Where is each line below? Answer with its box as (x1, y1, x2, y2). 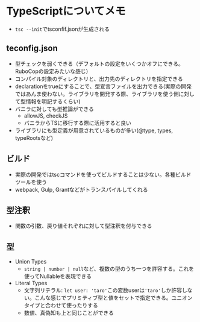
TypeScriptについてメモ (6, 4, 127, 18)
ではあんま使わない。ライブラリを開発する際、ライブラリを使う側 (14, 90, 179, 97)
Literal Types (14, 280, 48, 287)
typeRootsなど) (14, 134, 53, 141)
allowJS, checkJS (23, 112, 68, 119)
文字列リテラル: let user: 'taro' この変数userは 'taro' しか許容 (23, 286, 183, 294)
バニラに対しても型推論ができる (14, 105, 95, 112)
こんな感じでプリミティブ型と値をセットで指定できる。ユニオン (34, 294, 193, 301)
